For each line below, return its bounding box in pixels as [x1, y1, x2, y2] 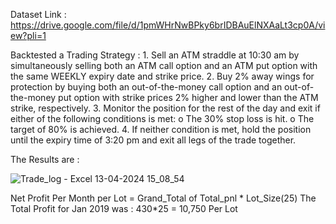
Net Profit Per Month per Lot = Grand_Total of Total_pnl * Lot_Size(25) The [10, 192, 317, 204]
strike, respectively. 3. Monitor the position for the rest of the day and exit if [10, 102, 321, 114]
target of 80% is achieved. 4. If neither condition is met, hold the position [10, 124, 312, 135]
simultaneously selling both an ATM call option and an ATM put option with [10, 60, 318, 71]
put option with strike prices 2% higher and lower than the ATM [58, 92, 319, 103]
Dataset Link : [10, 9, 67, 20]
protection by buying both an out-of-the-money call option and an [10, 81, 283, 93]
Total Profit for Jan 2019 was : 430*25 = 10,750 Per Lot [10, 203, 238, 214]
